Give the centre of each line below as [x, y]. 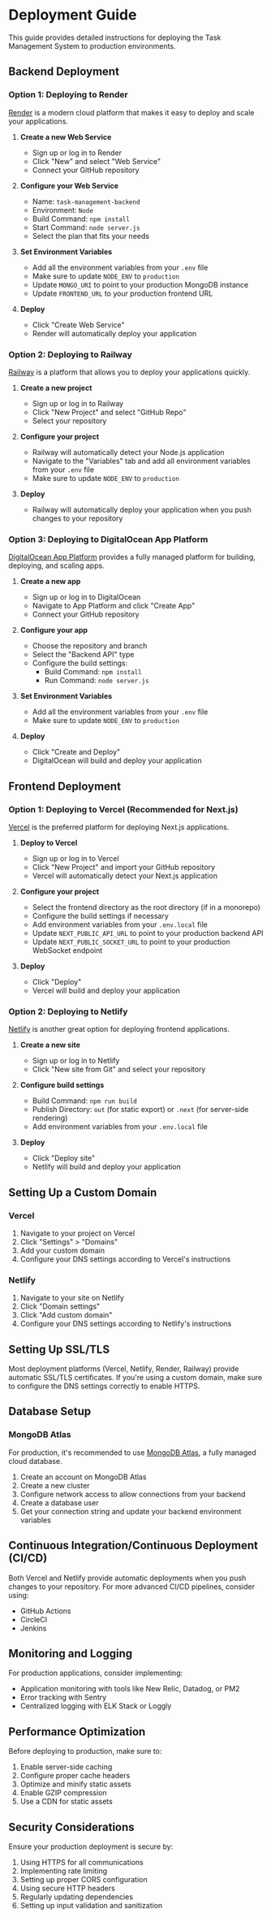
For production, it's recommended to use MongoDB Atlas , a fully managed [133, 1453]
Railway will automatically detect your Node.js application [128, 452]
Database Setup [50, 1411]
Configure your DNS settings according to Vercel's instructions [125, 1259]
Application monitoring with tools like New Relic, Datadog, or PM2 [130, 1689]
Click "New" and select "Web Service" [97, 161]
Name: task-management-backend [86, 201]
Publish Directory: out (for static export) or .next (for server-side [140, 1110]
